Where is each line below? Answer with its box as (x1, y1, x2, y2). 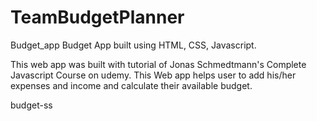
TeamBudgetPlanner (10, 6, 185, 29)
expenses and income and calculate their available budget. (10, 79, 253, 91)
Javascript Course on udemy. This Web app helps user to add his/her (10, 69, 297, 81)
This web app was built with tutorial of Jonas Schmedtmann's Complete (10, 58, 307, 70)
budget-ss (10, 99, 53, 111)
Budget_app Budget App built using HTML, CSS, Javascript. (10, 39, 257, 51)
